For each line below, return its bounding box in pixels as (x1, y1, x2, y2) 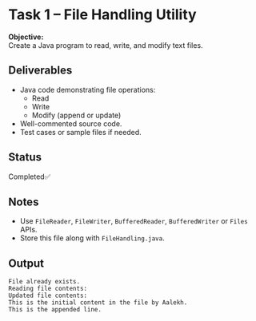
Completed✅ (8, 172, 51, 181)
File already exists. (8, 278, 81, 286)
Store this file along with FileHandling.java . (19, 233, 166, 243)
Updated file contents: (8, 291, 88, 300)
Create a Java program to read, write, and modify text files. (8, 40, 203, 50)
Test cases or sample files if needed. (19, 127, 142, 137)
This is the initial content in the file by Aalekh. (8, 299, 188, 307)
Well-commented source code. (19, 118, 122, 129)
